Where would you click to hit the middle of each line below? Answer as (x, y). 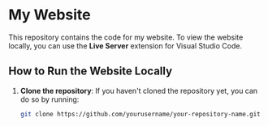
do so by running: (50, 99)
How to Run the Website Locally (91, 71)
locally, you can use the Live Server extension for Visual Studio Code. (125, 45)
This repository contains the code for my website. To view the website (126, 37)
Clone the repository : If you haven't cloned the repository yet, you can (139, 90)
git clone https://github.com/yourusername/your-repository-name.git (140, 114)
